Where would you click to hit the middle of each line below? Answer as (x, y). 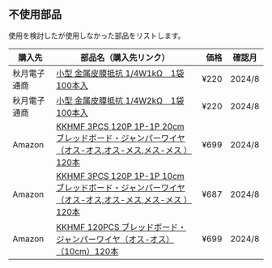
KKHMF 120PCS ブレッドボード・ (121, 227)
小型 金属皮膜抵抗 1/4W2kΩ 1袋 (120, 100)
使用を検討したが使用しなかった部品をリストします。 (97, 36)
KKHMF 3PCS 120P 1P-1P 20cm (120, 126)
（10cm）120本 (87, 251)
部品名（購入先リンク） (125, 57)
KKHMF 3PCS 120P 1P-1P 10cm (120, 176)
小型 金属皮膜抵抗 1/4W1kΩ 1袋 (120, 73)
